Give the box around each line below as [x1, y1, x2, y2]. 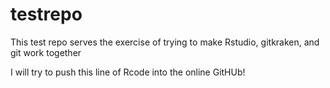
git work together [10, 46, 82, 58]
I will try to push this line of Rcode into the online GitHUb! [10, 66, 246, 78]
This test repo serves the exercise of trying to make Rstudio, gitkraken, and [10, 36, 320, 48]
